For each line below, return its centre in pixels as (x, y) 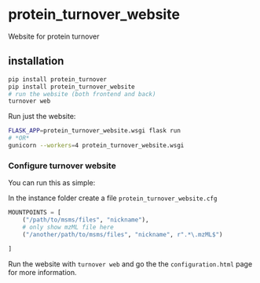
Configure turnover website (62, 166)
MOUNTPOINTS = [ (35, 213)
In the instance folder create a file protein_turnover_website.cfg (113, 198)
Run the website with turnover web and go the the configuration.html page (130, 264)
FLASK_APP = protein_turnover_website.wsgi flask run (94, 131)
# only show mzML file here (68, 227)
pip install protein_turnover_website (71, 87)
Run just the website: (42, 117)
